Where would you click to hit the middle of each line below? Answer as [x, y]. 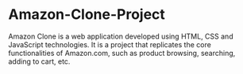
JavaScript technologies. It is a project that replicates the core [110, 44]
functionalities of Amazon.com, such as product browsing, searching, [122, 53]
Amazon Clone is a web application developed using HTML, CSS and [121, 36]
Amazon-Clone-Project [87, 15]
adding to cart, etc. [39, 61]
